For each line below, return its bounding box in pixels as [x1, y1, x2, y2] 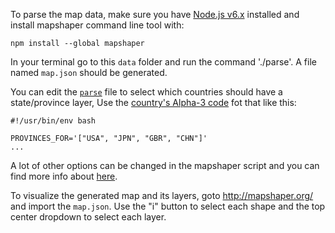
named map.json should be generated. [10, 67, 168, 78]
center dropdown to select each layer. [10, 211, 167, 223]
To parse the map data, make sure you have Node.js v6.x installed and [10, 9, 300, 20]
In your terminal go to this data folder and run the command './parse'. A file [10, 56, 317, 68]
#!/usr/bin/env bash [10, 116, 97, 126]
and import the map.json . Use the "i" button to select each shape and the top [10, 200, 326, 212]
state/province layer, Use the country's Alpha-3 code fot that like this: [10, 97, 297, 108]
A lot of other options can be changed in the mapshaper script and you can [10, 160, 320, 171]
